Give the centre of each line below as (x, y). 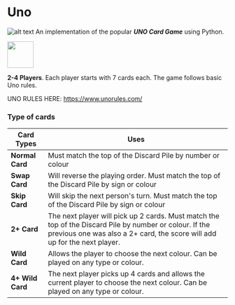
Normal (23, 156)
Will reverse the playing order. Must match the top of (134, 176)
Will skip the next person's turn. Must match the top (133, 196)
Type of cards (31, 116)
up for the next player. (84, 243)
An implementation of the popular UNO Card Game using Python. (130, 32)
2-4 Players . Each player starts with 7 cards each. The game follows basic (115, 77)
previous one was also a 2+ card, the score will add (132, 233)
